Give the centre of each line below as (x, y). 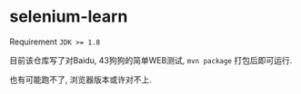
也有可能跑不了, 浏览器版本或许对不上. (81, 80)
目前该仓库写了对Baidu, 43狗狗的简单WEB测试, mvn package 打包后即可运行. (151, 60)
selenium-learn (69, 17)
